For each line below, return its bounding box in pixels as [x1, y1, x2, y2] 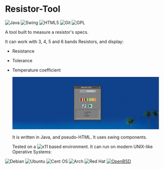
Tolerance [12, 57, 33, 63]
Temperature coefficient [12, 67, 61, 73]
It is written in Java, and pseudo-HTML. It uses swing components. [12, 134, 147, 140]
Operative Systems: [12, 148, 52, 155]
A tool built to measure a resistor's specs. [5, 29, 89, 35]
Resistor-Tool [5, 3, 61, 15]
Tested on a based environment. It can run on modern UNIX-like [12, 144, 153, 149]
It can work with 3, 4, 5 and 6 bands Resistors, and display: [5, 38, 124, 45]
